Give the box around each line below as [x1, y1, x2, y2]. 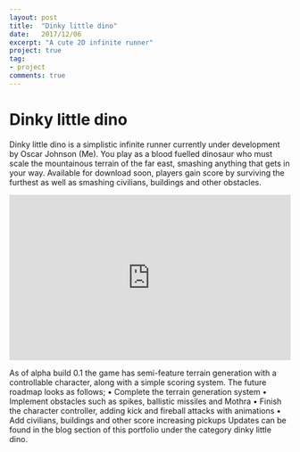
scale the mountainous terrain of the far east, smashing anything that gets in [9, 158, 290, 168]
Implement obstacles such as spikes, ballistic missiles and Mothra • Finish [9, 396, 282, 407]
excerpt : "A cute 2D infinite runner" [9, 37, 154, 47]
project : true [9, 46, 62, 55]
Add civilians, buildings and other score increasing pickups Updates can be [9, 415, 287, 426]
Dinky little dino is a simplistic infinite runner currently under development [9, 139, 280, 150]
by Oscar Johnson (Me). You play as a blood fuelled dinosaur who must [9, 148, 273, 159]
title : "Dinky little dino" [9, 21, 118, 30]
